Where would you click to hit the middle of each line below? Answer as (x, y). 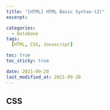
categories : (21, 28)
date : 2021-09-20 (28, 71)
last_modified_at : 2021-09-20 (44, 77)
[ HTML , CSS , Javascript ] (42, 45)
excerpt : (17, 17)
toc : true (18, 55)
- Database (25, 33)
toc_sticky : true (28, 61)
